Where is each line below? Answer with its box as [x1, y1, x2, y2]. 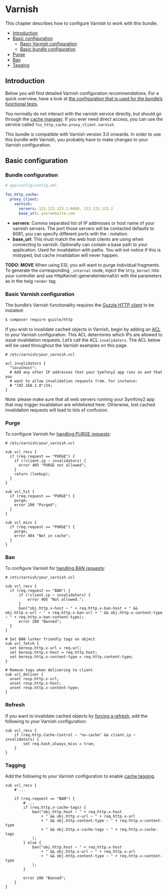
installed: [5, 307, 24, 313]
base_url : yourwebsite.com [18, 211, 75, 216]
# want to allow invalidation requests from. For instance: [10, 378, 138, 384]
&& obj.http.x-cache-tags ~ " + [50, 827, 118, 832]
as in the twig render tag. [5, 278, 57, 284]
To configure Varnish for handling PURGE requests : [5, 431, 111, 437]
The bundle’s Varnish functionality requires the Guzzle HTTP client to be [5, 302, 154, 308]
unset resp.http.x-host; [10, 681, 62, 686]
